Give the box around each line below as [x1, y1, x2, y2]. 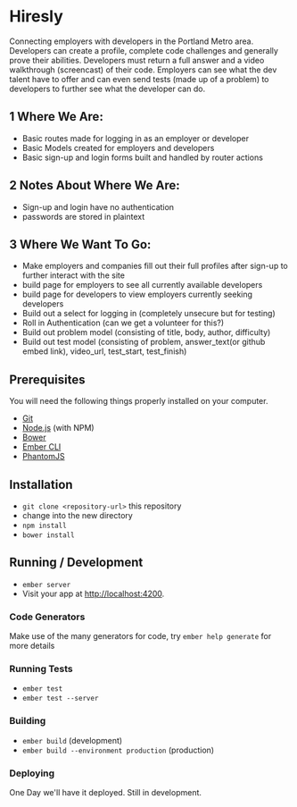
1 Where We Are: [9, 109, 104, 124]
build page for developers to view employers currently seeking [21, 289, 252, 300]
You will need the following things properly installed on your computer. [9, 396, 268, 407]
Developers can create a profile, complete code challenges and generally [9, 45, 279, 55]
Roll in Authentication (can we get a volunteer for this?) [21, 317, 225, 328]
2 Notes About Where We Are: [9, 178, 180, 193]
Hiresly [9, 6, 64, 27]
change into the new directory [21, 510, 134, 520]
